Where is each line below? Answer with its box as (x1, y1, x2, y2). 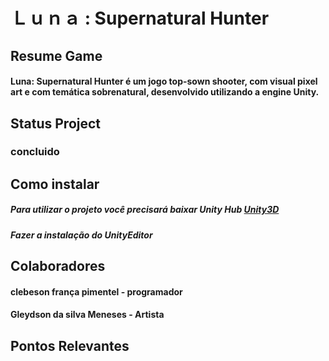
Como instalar (10, 175, 100, 193)
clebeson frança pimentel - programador (10, 285, 183, 298)
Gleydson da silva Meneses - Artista (10, 309, 165, 321)
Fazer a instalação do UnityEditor (10, 229, 153, 241)
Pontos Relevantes (10, 337, 130, 354)
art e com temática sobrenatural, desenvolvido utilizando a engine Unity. (10, 86, 320, 98)
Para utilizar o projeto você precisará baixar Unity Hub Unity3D (10, 204, 280, 216)
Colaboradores (10, 258, 106, 275)
